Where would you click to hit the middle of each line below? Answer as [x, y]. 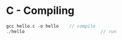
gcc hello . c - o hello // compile [51, 26]
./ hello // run [61, 31]
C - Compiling [40, 11]
